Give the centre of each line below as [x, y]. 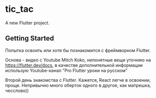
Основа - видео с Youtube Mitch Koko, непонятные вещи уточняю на [78, 60]
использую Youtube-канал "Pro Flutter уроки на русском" [67, 70]
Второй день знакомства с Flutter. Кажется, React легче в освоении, [78, 80]
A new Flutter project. [27, 23]
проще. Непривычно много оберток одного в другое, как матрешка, [78, 85]
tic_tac [19, 9]
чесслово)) [17, 91]
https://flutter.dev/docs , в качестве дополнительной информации [74, 65]
